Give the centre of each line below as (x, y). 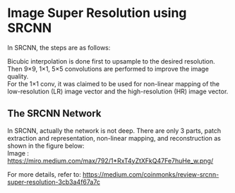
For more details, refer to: (44, 174)
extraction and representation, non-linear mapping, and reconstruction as (114, 138)
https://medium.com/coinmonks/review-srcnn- (151, 174)
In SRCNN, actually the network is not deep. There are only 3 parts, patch (114, 130)
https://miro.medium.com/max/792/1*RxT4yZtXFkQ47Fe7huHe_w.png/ (110, 160)
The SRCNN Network (54, 113)
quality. (18, 76)
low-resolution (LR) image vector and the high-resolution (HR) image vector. (118, 91)
